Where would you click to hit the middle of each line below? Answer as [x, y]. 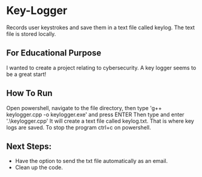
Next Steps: [29, 146]
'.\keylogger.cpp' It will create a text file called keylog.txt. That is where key [100, 121]
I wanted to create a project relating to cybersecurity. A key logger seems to [101, 68]
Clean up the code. [39, 167]
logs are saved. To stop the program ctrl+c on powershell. [79, 127]
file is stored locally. [31, 33]
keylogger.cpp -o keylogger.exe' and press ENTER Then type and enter [96, 114]
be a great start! [26, 74]
